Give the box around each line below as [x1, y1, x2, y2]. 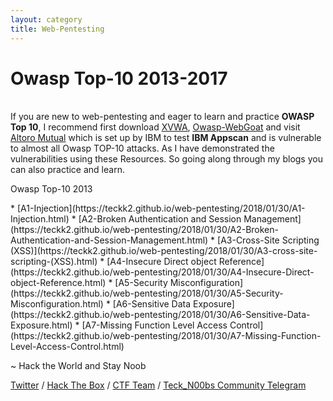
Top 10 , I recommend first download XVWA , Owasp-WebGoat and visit [10, 121, 301, 133]
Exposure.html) [10, 319, 73, 331]
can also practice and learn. [10, 164, 125, 176]
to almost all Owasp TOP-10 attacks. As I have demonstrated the [10, 142, 275, 155]
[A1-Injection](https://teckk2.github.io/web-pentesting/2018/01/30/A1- [16, 202, 306, 215]
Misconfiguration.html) [10, 298, 104, 310]
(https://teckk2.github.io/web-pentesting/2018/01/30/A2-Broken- [10, 224, 279, 236]
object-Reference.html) [10, 277, 107, 289]
